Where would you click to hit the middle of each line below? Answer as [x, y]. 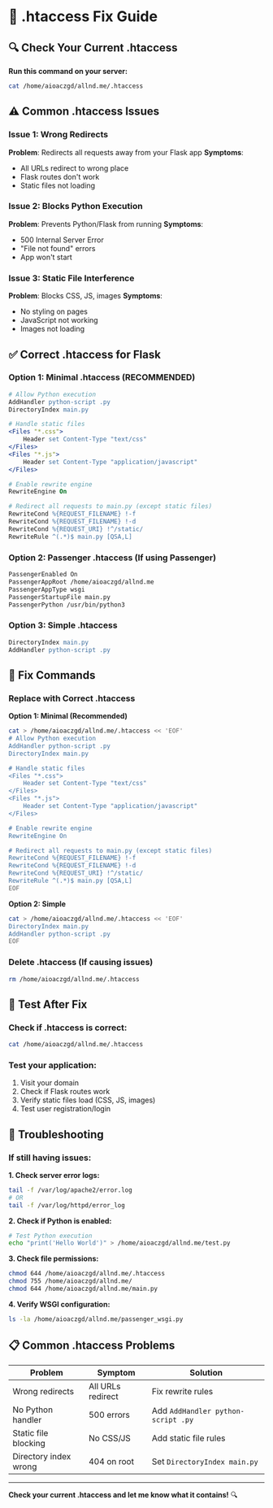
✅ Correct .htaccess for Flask [84, 354]
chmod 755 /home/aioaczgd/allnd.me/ [70, 1281]
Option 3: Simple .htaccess [63, 625]
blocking [29, 1443]
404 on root [111, 1461]
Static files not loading [58, 185]
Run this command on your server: [68, 71]
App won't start [46, 257]
